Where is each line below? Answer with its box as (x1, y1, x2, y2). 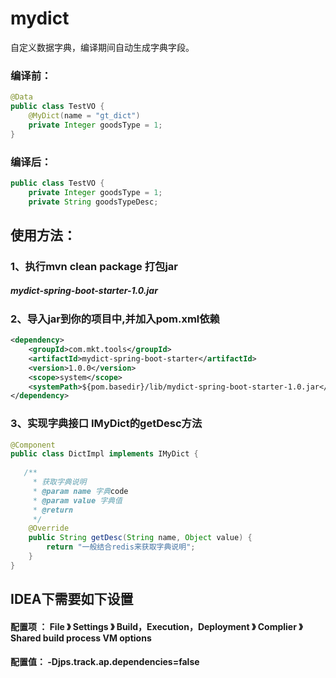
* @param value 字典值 (32, 495, 123, 506)
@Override (28, 523, 70, 534)
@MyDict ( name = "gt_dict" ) (28, 110, 141, 121)
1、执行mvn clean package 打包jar (10, 259, 179, 273)
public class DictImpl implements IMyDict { (10, 449, 199, 459)
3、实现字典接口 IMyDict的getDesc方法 (10, 417, 203, 431)
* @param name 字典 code (32, 486, 129, 496)
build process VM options (42, 632, 152, 644)
